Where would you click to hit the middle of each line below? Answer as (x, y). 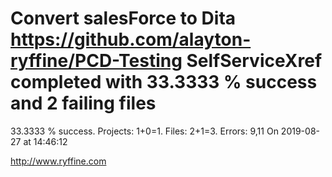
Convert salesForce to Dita (123, 18)
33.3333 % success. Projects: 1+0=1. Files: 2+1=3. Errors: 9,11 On (144, 131)
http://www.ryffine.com (58, 161)
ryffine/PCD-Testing (96, 61)
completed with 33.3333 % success (164, 82)
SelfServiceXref (254, 61)
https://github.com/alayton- (131, 39)
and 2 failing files (83, 103)
